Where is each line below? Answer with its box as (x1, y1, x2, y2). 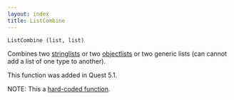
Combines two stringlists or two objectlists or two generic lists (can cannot (7, 49, 227, 58)
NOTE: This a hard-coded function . (7, 84, 111, 93)
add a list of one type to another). (7, 56, 106, 65)
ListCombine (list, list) (7, 36, 84, 44)
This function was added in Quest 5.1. (7, 71, 118, 79)
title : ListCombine (7, 17, 66, 24)
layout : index (7, 10, 50, 18)
